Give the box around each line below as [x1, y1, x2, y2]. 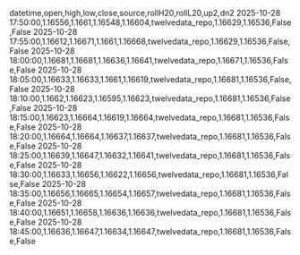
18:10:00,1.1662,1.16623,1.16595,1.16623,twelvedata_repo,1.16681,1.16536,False [9, 93, 291, 104]
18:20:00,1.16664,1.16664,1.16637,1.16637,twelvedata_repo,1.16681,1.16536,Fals [9, 132, 291, 141]
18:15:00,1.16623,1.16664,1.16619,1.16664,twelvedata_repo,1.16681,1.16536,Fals [9, 112, 290, 123]
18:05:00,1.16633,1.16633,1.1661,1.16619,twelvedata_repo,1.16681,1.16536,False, [9, 74, 292, 84]
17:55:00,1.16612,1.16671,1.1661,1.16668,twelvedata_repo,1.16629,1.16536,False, [9, 36, 291, 47]
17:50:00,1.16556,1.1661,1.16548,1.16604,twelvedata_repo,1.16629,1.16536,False [9, 17, 292, 28]
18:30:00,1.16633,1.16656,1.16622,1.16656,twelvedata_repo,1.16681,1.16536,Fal [9, 169, 289, 180]
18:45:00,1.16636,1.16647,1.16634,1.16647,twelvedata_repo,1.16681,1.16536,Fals [9, 226, 291, 236]
